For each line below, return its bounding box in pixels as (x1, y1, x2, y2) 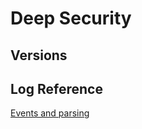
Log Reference (10, 80, 103, 97)
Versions (10, 47, 68, 64)
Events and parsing (10, 107, 90, 119)
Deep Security (10, 7, 132, 30)
